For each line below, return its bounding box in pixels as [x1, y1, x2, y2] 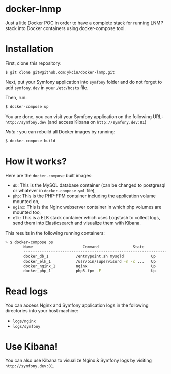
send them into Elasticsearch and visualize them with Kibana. [12, 220, 141, 226]
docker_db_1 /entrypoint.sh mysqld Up [23, 254, 156, 260]
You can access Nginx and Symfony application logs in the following [5, 302, 149, 308]
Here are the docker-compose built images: [5, 172, 93, 179]
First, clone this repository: [5, 60, 62, 66]
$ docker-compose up [5, 104, 49, 109]
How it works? [5, 156, 67, 167]
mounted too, [12, 209, 41, 215]
